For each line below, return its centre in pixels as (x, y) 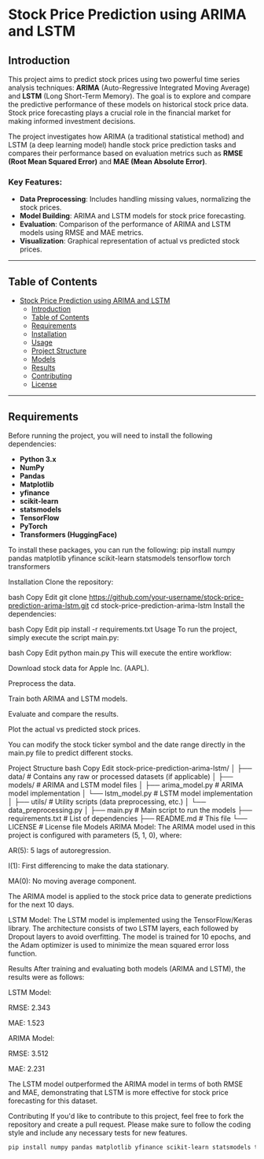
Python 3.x (38, 459)
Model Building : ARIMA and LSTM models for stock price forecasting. (132, 216)
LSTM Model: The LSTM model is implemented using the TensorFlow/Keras (130, 919)
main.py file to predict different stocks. (71, 753)
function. (23, 953)
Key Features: (35, 181)
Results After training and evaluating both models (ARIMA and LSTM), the (127, 968)
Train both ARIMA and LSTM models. (68, 699)
